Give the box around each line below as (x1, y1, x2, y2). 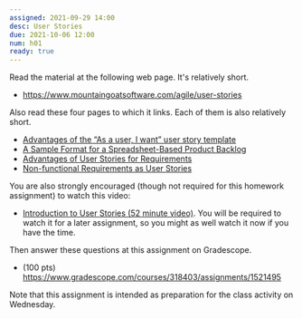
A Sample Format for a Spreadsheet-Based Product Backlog (22, 144, 247, 155)
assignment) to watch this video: (9, 190, 131, 201)
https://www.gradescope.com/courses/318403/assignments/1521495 (22, 272, 282, 283)
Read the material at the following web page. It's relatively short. (9, 72, 250, 82)
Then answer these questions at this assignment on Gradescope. (9, 245, 252, 256)
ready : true (9, 47, 54, 56)
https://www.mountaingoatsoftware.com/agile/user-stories (22, 90, 242, 101)
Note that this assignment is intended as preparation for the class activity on (9, 289, 294, 300)
